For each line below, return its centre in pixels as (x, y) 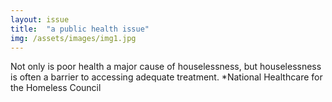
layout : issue (40, 19)
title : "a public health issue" (80, 29)
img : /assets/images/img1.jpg (73, 38)
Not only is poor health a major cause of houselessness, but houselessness (166, 67)
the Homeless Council (56, 88)
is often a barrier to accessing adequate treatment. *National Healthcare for (166, 77)
